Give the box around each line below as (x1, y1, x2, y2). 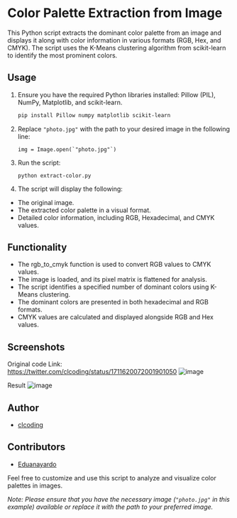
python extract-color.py (17, 172, 92, 179)
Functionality (7, 241, 67, 253)
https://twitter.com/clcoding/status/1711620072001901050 (7, 368, 177, 376)
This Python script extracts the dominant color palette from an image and (7, 28, 221, 37)
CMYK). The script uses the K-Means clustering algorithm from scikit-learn (7, 43, 226, 52)
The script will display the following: (17, 184, 123, 193)
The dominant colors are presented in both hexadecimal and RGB (17, 298, 209, 307)
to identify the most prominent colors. (7, 51, 118, 60)
